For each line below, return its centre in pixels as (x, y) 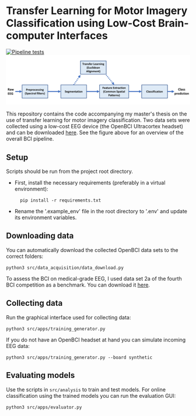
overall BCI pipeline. (30, 139)
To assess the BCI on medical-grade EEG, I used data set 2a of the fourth (94, 278)
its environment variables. (45, 217)
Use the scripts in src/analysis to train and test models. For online (86, 389)
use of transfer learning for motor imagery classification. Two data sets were (98, 120)
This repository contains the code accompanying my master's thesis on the (97, 114)
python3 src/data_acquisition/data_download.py (65, 268)
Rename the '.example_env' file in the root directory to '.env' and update (101, 212)
